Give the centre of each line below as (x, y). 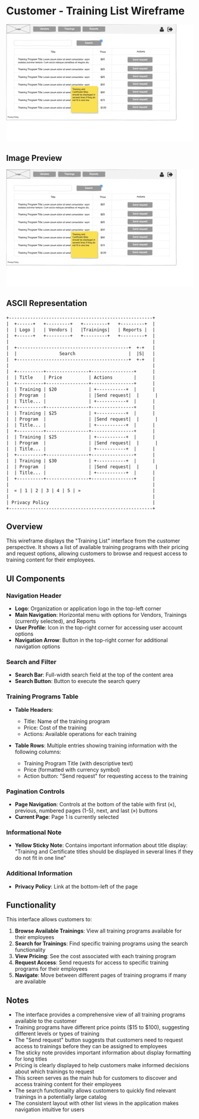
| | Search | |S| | (81, 353)
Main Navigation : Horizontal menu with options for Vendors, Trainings (101, 615)
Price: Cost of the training (55, 727)
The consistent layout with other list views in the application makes (97, 1104)
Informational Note (34, 832)
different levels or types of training (57, 1034)
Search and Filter (31, 662)
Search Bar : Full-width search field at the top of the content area (94, 675)
